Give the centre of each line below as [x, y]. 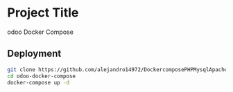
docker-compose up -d [38, 82]
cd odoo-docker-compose [42, 76]
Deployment [34, 54]
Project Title [43, 13]
